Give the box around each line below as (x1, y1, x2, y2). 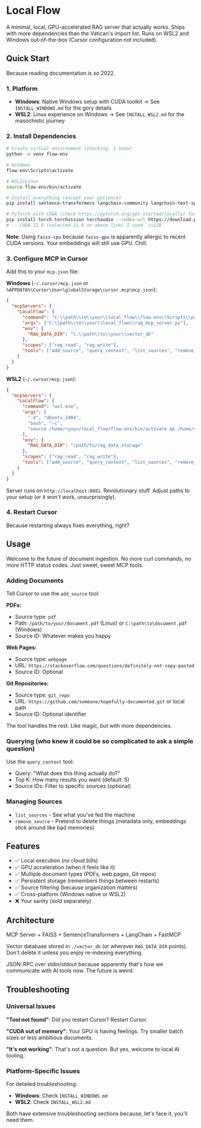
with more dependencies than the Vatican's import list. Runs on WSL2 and (6, 29, 190, 37)
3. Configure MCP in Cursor (6, 254, 88, 262)
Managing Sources (6, 797, 63, 806)
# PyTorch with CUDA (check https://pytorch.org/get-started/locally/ (6, 211, 186, 217)
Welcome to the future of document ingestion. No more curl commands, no (6, 555, 191, 562)
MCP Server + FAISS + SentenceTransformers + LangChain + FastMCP (6, 931, 181, 938)
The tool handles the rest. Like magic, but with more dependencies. (6, 722, 172, 729)
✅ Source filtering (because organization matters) (14, 884, 138, 891)
